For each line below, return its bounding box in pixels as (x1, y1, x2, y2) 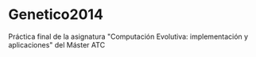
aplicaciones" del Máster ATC (8, 40, 106, 49)
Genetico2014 (8, 6, 103, 24)
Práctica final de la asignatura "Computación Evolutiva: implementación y (8, 32, 249, 41)
